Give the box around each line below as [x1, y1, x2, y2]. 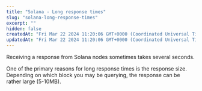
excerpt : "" [6, 20, 36, 26]
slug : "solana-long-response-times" [6, 14, 98, 20]
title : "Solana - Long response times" [6, 8, 106, 15]
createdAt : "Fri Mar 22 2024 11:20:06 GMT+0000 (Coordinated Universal [6, 31, 189, 37]
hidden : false [6, 25, 42, 32]
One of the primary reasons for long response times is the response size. [6, 65, 188, 72]
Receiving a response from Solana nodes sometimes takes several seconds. [6, 54, 195, 60]
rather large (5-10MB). [6, 78, 61, 85]
